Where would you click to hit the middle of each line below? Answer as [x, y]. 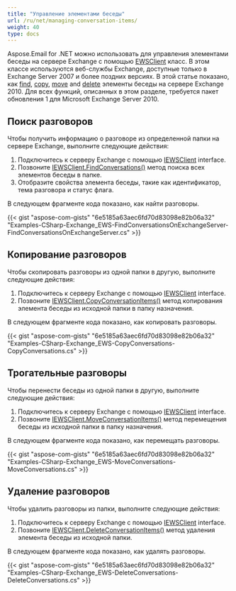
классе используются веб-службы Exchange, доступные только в [107, 69]
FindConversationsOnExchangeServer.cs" [69, 233]
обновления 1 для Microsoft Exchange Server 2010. [83, 99]
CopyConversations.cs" [42, 350]
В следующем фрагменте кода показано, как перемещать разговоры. [114, 440]
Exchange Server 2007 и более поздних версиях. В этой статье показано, [118, 77]
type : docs [23, 34]
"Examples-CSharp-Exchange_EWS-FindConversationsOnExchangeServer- [118, 225]
